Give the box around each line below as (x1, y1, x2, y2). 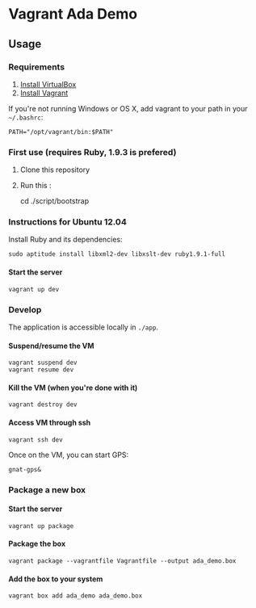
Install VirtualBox (19, 79, 77, 89)
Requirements (8, 61, 65, 73)
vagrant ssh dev (8, 435, 63, 444)
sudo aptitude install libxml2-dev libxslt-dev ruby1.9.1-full (8, 250, 226, 258)
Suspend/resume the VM (8, 341, 94, 350)
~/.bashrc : (8, 112, 44, 122)
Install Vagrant (19, 88, 69, 98)
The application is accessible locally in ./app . (8, 322, 159, 332)
